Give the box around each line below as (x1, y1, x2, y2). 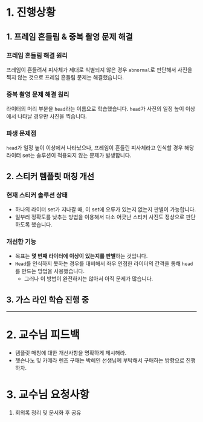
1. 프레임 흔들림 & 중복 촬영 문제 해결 (6, 31, 133, 42)
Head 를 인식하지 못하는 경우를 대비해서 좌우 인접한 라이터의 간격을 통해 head (14, 260, 193, 267)
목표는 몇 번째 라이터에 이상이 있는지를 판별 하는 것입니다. (14, 252, 148, 260)
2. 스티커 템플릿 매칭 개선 (6, 171, 95, 182)
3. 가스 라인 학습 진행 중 (6, 294, 89, 305)
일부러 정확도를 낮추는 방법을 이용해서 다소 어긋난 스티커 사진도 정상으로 (14, 213, 185, 221)
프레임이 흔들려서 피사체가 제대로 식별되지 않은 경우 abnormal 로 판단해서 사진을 (6, 66, 193, 73)
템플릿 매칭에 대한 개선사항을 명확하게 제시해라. (14, 349, 127, 357)
